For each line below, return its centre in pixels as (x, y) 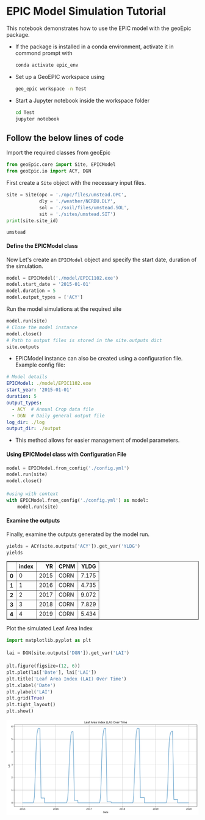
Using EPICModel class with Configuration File (67, 454)
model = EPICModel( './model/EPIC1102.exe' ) (63, 278)
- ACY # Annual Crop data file (53, 409)
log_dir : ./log (26, 422)
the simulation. (25, 266)
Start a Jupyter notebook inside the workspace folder (82, 100)
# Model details (27, 377)
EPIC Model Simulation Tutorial (86, 11)
